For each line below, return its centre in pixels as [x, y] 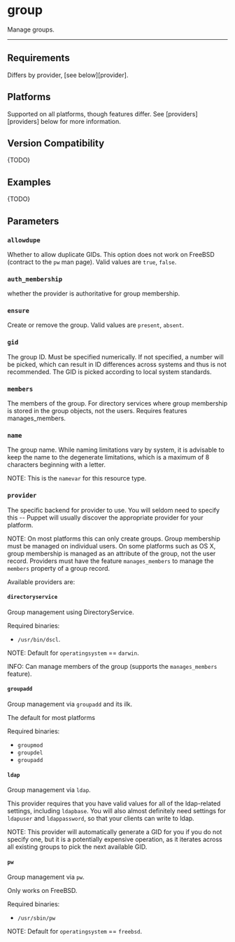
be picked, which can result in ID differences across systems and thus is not [117, 364]
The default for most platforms [51, 718]
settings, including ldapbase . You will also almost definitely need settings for [116, 811]
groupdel [30, 753]
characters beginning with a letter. [57, 465]
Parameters [33, 221]
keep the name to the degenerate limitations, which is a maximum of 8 [108, 457]
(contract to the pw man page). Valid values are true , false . [92, 262]
